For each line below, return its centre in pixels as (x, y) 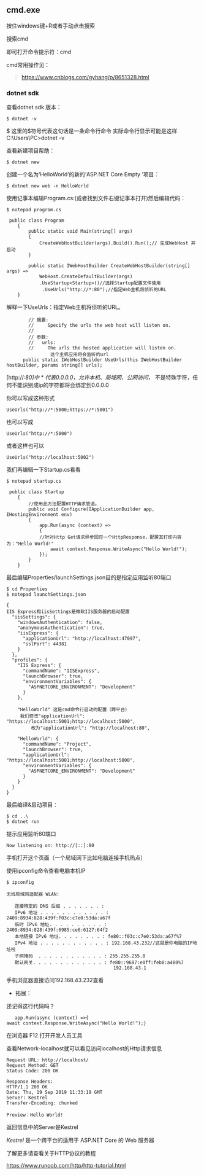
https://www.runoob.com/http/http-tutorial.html (66, 1166)
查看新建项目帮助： (31, 150)
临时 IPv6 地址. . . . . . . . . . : (61, 925)
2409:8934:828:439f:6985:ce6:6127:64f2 (57, 930)
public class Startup (36, 492)
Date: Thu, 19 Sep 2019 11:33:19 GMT (55, 1093)
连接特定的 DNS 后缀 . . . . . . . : (59, 906)
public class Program (36, 221)
